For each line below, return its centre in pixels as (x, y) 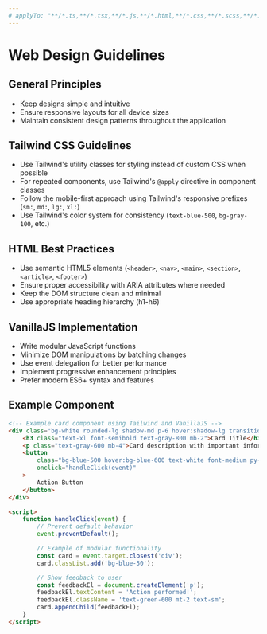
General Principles (55, 84)
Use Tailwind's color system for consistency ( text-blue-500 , (118, 215)
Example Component (61, 405)
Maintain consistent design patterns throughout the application (123, 120)
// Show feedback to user (80, 577)
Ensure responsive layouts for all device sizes (94, 112)
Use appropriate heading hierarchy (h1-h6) (90, 302)
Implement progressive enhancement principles (98, 372)
